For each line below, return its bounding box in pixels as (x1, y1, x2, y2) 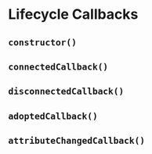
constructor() (8, 37, 77, 48)
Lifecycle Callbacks (8, 5, 139, 23)
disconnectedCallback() (8, 86, 125, 97)
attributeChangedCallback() (8, 135, 146, 146)
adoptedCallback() (8, 110, 98, 122)
